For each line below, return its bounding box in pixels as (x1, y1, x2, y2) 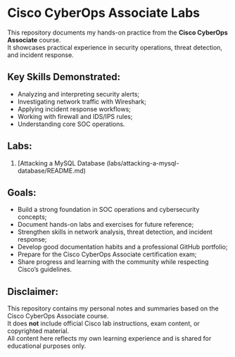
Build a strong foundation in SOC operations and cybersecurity (17, 206, 200, 214)
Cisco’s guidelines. (17, 265, 72, 274)
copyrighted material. (7, 327, 70, 335)
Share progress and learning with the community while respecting (17, 258, 209, 266)
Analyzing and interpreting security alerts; (17, 89, 140, 98)
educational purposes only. (7, 342, 87, 350)
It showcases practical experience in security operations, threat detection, (7, 43, 223, 51)
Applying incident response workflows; (17, 104, 132, 113)
